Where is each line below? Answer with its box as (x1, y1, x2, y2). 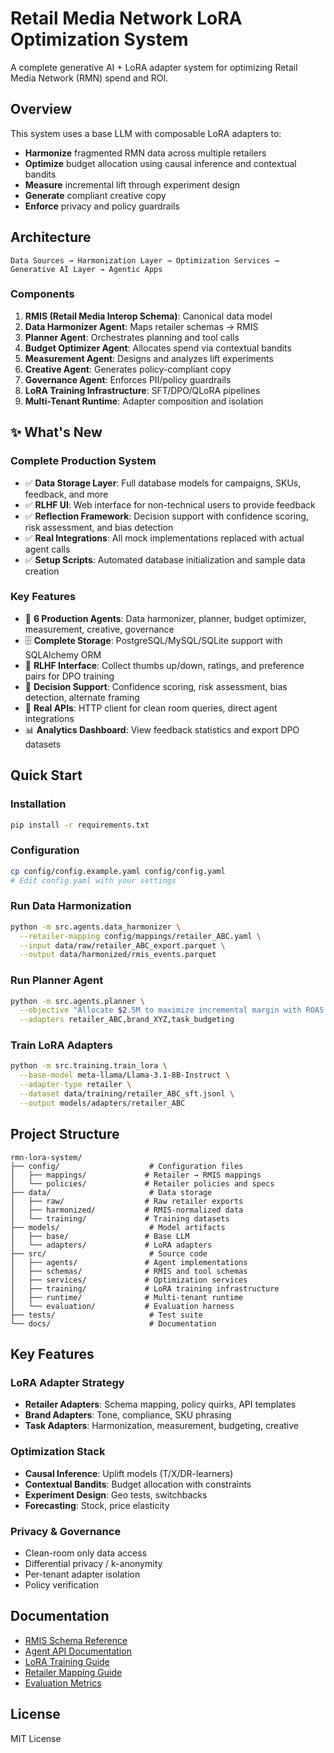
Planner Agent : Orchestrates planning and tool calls (24, 331, 240, 343)
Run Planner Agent (10, 973, 104, 987)
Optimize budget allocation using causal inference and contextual (24, 157, 297, 169)
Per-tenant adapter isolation (24, 1568, 141, 1580)
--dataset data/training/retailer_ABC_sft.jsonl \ (19, 1089, 235, 1099)
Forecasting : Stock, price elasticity (24, 1499, 170, 1511)
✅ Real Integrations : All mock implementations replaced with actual (24, 532, 305, 544)
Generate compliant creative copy (24, 189, 167, 201)
